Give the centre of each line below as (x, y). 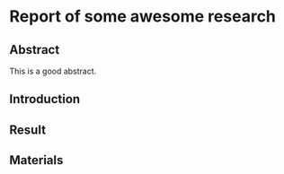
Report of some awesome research (143, 17)
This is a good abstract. (53, 71)
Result (28, 130)
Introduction (45, 99)
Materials (36, 160)
